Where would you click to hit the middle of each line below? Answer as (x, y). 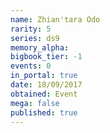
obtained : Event (44, 94)
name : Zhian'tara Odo (55, 19)
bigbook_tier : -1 (46, 57)
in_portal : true (44, 76)
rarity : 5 (31, 29)
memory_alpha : (40, 47)
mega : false (35, 103)
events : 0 (31, 66)
